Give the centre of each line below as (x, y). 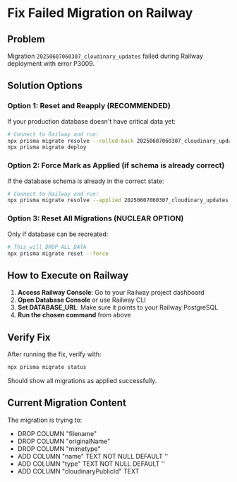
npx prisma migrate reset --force (58, 253)
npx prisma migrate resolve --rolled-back (71, 141)
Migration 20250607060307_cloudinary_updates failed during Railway (105, 56)
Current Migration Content (67, 403)
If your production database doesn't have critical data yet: (92, 121)
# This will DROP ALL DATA (47, 247)
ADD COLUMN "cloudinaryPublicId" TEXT (78, 471)
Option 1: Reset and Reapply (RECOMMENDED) (89, 106)
